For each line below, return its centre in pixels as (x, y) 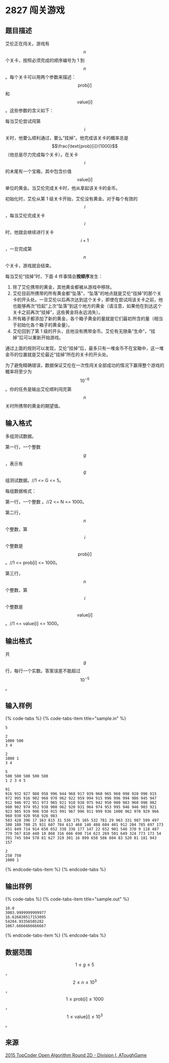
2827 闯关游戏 (35, 10)
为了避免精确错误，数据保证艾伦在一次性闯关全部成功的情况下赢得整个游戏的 (85, 365)
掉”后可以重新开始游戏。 (38, 338)
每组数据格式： (21, 491)
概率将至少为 (18, 372)
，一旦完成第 (18, 249)
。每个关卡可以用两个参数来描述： (41, 77)
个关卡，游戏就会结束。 (30, 266)
